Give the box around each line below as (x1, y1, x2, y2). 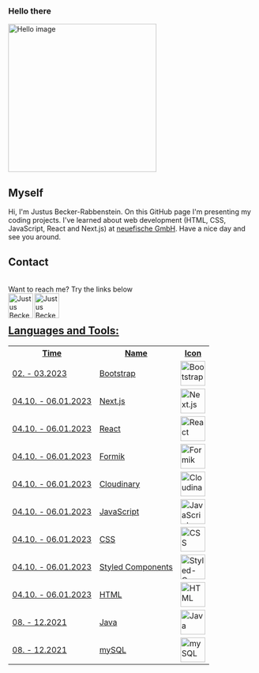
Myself (8, 186, 43, 199)
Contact (8, 255, 49, 269)
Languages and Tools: (8, 324, 120, 337)
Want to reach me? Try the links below (8, 284, 133, 294)
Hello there (8, 6, 51, 17)
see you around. (8, 232, 62, 242)
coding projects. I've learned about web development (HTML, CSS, (8, 216, 227, 225)
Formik (99, 450, 126, 461)
